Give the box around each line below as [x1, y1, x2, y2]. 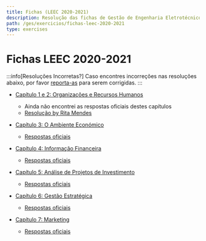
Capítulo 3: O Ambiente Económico [15, 121, 104, 128]
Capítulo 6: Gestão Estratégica [15, 192, 93, 199]
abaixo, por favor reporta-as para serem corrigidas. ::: [6, 79, 143, 86]
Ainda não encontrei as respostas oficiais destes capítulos [24, 103, 172, 110]
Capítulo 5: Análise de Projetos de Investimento [15, 169, 135, 176]
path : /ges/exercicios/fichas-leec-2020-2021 [6, 20, 124, 26]
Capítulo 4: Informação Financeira [15, 145, 102, 152]
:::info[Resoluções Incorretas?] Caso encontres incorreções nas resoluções [6, 73, 197, 80]
